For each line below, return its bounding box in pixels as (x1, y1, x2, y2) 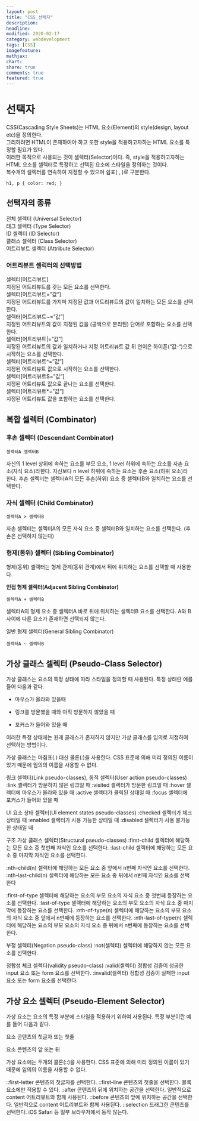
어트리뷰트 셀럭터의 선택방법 (6, 261, 82, 269)
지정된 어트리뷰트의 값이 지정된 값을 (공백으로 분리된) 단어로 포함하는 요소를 (6, 320, 181, 328)
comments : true (6, 70, 44, 76)
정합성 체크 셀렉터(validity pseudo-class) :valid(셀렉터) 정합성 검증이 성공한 (6, 962, 184, 969)
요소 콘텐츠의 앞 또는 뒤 (6, 1046, 61, 1053)
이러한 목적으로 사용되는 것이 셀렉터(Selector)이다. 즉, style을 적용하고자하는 (6, 153, 185, 161)
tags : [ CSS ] (6, 42, 36, 48)
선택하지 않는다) (17, 532, 55, 540)
